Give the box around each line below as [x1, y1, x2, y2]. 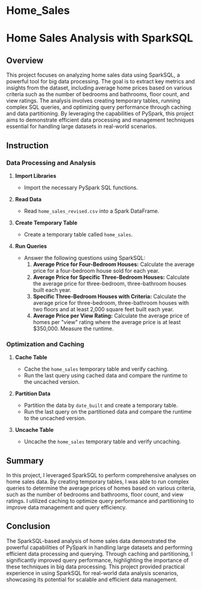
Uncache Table [14, 426, 54, 434]
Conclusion [6, 521, 51, 532]
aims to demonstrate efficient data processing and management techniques [6, 116, 195, 124]
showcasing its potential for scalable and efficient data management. [6, 576, 178, 583]
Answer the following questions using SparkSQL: [24, 254, 146, 261]
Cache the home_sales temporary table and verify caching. [24, 365, 169, 373]
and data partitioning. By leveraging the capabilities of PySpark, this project [6, 110, 194, 117]
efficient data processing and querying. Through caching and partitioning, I [6, 550, 193, 557]
